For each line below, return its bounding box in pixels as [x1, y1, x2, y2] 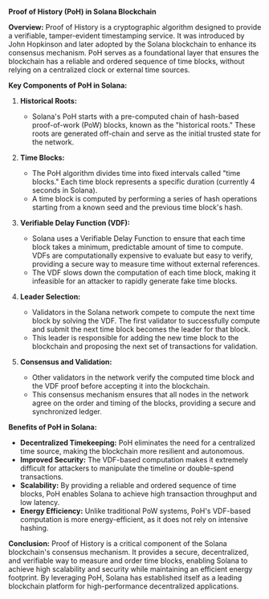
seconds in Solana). [31, 185, 98, 195]
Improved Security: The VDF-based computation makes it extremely [19, 455, 249, 464]
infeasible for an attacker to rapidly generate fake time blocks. [31, 276, 238, 286]
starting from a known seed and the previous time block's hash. [31, 202, 243, 212]
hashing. [19, 524, 49, 532]
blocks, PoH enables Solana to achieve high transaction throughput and [19, 489, 257, 499]
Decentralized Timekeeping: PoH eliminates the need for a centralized [19, 438, 255, 447]
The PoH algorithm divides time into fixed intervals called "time [31, 169, 241, 177]
